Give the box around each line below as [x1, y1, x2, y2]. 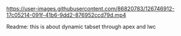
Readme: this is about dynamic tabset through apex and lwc [6, 23, 156, 30]
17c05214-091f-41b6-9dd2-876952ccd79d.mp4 [6, 11, 126, 19]
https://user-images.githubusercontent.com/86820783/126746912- [6, 5, 175, 12]
